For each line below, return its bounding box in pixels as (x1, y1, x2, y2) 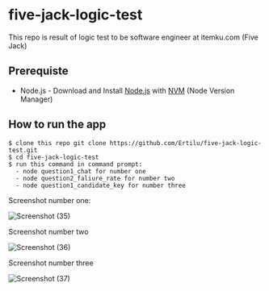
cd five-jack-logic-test (15, 153, 99, 161)
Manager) (19, 94, 53, 104)
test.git (8, 146, 38, 154)
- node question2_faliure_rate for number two (15, 174, 175, 182)
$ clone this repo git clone (8, 139, 107, 147)
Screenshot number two (8, 227, 89, 236)
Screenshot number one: (8, 195, 91, 205)
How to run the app (8, 118, 107, 131)
